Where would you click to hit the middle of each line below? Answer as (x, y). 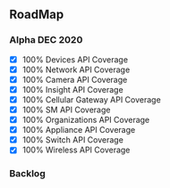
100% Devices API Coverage (75, 59)
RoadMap (37, 15)
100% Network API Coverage (76, 69)
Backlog (28, 174)
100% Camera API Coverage (75, 79)
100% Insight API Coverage (72, 89)
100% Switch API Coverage (72, 140)
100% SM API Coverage (66, 110)
